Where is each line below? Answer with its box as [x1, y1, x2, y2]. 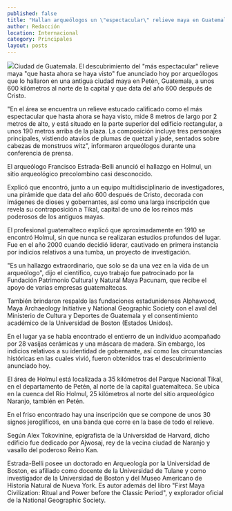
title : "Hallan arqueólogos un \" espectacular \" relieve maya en [7, 17, 199, 24]
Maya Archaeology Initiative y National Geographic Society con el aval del [7, 304, 217, 312]
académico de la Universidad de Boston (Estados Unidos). [7, 319, 173, 327]
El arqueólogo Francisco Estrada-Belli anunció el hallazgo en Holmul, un [7, 162, 212, 170]
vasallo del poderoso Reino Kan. [7, 446, 99, 454]
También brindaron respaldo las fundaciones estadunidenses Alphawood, [7, 297, 217, 305]
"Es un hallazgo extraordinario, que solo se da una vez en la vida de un [7, 261, 209, 270]
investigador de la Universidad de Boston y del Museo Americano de [7, 474, 202, 482]
